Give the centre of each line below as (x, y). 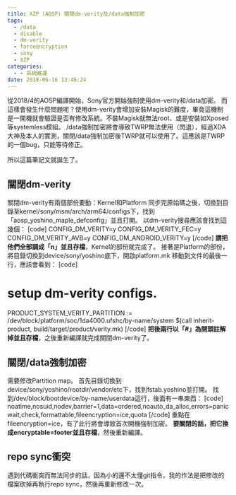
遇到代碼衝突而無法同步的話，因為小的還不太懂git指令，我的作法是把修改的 (116, 475)
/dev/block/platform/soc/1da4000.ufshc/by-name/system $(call (100, 321)
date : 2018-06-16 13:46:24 (47, 80)
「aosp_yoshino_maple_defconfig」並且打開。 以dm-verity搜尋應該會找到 (114, 221)
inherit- (204, 321)
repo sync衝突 (39, 457)
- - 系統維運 (31, 73)
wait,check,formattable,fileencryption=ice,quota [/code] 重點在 (99, 414)
